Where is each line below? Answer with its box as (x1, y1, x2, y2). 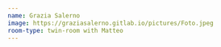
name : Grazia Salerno (7, 11, 81, 20)
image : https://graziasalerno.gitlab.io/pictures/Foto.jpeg (7, 19, 215, 27)
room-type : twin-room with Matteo (7, 26, 124, 34)
